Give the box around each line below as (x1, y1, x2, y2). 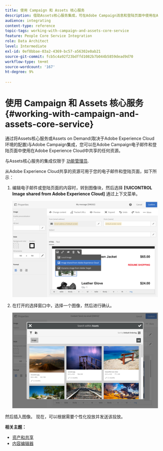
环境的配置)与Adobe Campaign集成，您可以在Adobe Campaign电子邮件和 (5, 141, 153, 147)
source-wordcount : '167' (5, 64, 55, 69)
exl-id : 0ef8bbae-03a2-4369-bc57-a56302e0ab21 (5, 49, 101, 54)
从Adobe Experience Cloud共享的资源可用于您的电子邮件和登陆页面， (5, 168, 145, 174)
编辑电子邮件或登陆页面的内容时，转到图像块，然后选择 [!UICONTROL (12, 185, 152, 190)
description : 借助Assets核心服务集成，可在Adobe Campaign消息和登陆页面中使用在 (5, 13, 156, 18)
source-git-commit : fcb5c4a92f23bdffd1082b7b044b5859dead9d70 (5, 54, 133, 59)
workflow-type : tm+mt (5, 59, 49, 64)
